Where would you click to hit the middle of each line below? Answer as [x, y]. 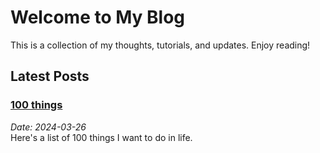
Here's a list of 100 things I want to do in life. [101, 137]
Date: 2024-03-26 [48, 127]
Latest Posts [50, 76]
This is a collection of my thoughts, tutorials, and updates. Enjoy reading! [160, 45]
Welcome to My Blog [98, 17]
